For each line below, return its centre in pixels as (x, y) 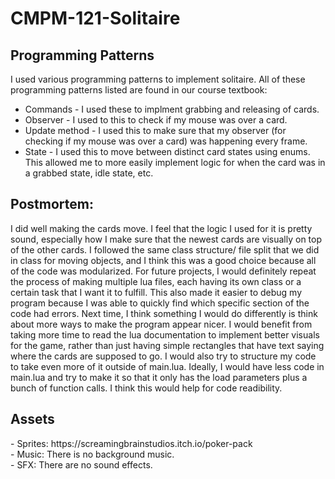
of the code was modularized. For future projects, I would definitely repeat (163, 271)
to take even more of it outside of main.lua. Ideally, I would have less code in (167, 366)
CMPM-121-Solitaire (95, 18)
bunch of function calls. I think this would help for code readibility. (146, 388)
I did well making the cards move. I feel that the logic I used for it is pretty (161, 228)
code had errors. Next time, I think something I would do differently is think (164, 313)
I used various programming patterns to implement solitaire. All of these (158, 79)
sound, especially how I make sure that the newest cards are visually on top (166, 239)
